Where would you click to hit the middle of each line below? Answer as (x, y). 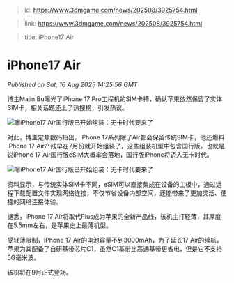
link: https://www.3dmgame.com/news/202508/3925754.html (113, 23)
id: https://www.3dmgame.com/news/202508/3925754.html (111, 10)
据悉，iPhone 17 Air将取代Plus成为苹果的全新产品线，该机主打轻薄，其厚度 (114, 216)
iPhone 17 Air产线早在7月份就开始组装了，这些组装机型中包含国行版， (107, 146)
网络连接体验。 (41, 201)
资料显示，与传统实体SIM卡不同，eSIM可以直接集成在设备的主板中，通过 (111, 184)
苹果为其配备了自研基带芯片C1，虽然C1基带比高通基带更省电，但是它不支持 (115, 248)
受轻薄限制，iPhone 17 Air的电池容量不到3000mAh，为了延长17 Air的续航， (115, 240)
